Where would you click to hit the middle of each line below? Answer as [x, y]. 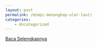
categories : [18, 19]
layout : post [19, 10]
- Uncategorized [32, 24]
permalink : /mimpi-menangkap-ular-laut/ [49, 15]
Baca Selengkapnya [26, 39]
